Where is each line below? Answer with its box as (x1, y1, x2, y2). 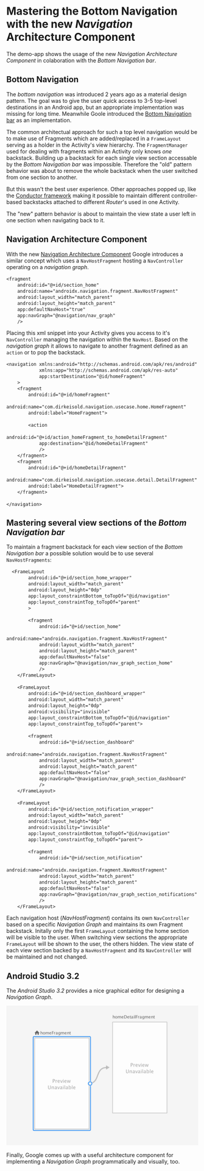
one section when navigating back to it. (6, 216, 105, 223)
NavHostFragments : (6, 556, 52, 564)
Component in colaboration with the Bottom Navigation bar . (6, 57, 157, 64)
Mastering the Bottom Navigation (6, 4, 178, 18)
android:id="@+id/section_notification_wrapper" (28, 806, 154, 812)
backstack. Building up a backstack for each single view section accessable (6, 154, 197, 161)
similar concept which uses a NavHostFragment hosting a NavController (6, 257, 184, 264)
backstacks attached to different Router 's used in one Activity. (23, 198, 180, 205)
